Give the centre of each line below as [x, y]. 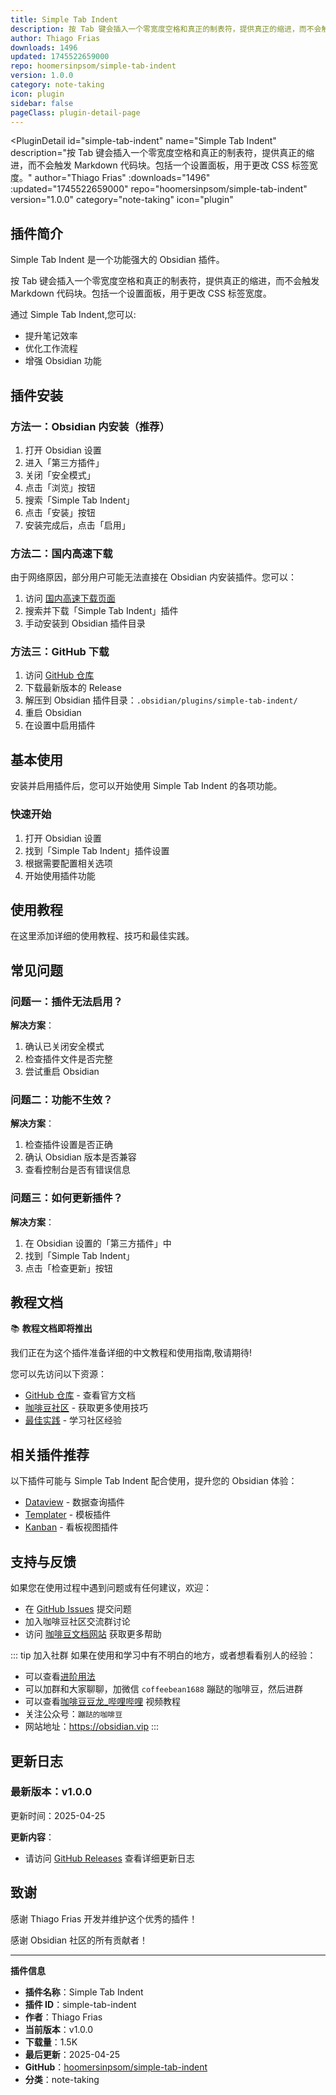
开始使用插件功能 [60, 875]
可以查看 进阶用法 [60, 1677]
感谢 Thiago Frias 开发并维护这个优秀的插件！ [104, 1918]
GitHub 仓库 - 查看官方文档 [80, 1395]
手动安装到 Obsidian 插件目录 [85, 623]
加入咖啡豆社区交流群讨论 [77, 1622]
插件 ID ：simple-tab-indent [80, 2004]
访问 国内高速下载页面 [70, 598]
